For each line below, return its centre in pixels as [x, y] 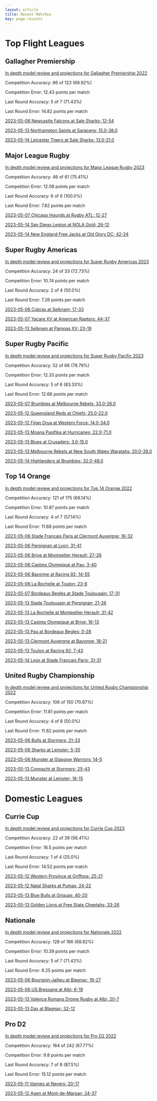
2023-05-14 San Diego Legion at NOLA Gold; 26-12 [57, 225]
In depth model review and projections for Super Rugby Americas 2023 [77, 261]
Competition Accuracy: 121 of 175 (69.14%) [48, 498]
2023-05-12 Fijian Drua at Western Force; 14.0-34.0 [57, 422]
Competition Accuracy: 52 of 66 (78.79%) [47, 365]
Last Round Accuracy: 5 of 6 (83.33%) [44, 384]
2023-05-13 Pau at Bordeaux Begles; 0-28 [48, 631]
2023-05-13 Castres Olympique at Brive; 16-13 [52, 622]
